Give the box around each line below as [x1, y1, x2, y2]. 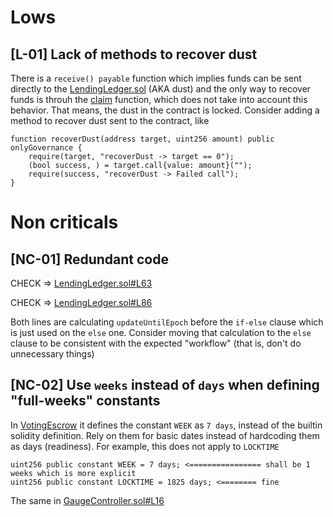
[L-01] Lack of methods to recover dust [10, 46, 258, 63]
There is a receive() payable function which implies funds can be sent [10, 72, 302, 84]
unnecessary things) [10, 348, 95, 360]
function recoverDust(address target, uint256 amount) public [10, 134, 275, 144]
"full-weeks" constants [10, 392, 161, 410]
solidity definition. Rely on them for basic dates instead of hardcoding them [10, 429, 320, 441]
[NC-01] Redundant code [10, 251, 169, 268]
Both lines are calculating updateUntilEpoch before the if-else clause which [10, 316, 324, 328]
